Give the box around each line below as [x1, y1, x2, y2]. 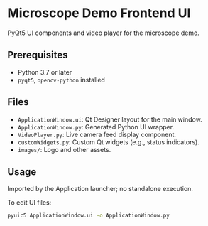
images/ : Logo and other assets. [17, 145, 111, 154]
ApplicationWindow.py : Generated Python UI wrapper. [17, 122, 175, 131]
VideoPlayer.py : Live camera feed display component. [17, 130, 176, 139]
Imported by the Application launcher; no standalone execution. [7, 185, 194, 193]
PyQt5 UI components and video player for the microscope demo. [7, 28, 200, 37]
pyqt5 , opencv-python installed [17, 75, 105, 84]
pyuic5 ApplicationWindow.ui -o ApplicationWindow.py [7, 212, 170, 220]
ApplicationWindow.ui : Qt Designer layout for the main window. [17, 115, 202, 124]
